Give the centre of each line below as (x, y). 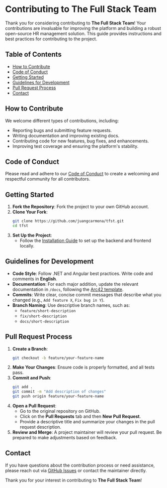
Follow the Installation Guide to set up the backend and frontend (85, 241)
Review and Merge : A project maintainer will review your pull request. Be (87, 432)
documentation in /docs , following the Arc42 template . (68, 289)
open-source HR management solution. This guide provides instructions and (83, 33)
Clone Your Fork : (30, 212)
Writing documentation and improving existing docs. (66, 135)
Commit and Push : (32, 378)
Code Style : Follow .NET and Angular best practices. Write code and (83, 273)
